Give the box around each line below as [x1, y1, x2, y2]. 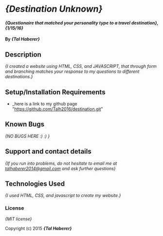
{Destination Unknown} [5, 3, 103, 15]
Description [5, 50, 41, 59]
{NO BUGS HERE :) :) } [5, 133, 50, 139]
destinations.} [5, 74, 33, 80]
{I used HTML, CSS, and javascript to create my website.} [5, 193, 121, 198]
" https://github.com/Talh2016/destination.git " [12, 106, 103, 112]
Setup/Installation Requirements [5, 88, 106, 96]
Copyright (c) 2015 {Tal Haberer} [5, 225, 72, 231]
